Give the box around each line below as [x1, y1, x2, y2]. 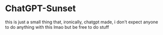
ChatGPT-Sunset [5, 3, 76, 14]
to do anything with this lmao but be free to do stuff [5, 24, 109, 30]
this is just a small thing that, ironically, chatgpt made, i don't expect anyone [5, 19, 159, 25]
